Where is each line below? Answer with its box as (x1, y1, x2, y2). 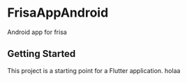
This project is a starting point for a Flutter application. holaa (7, 66, 181, 74)
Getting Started (7, 48, 76, 60)
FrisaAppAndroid (7, 5, 109, 21)
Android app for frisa (7, 28, 68, 36)
